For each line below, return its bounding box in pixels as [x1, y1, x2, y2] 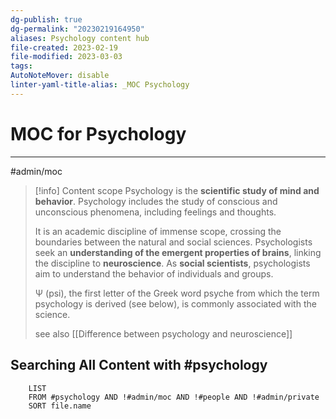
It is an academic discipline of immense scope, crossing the [34, 225, 282, 237]
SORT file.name [28, 401, 92, 411]
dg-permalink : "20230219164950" [10, 24, 145, 34]
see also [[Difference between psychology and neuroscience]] [34, 327, 293, 340]
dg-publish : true [10, 14, 83, 25]
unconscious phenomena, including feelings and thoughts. [34, 206, 277, 218]
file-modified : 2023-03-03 [10, 52, 123, 62]
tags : [10, 61, 33, 71]
